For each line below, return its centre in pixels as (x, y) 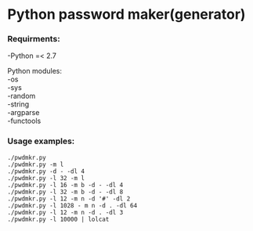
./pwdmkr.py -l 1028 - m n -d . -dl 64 (72, 205)
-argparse (23, 113)
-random (22, 96)
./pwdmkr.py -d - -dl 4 (46, 171)
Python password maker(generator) (127, 14)
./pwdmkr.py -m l (36, 164)
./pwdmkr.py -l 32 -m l (46, 178)
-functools (24, 121)
